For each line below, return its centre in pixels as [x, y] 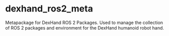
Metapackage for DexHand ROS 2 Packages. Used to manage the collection [84, 22]
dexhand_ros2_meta [49, 9]
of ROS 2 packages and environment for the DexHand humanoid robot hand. [85, 27]
